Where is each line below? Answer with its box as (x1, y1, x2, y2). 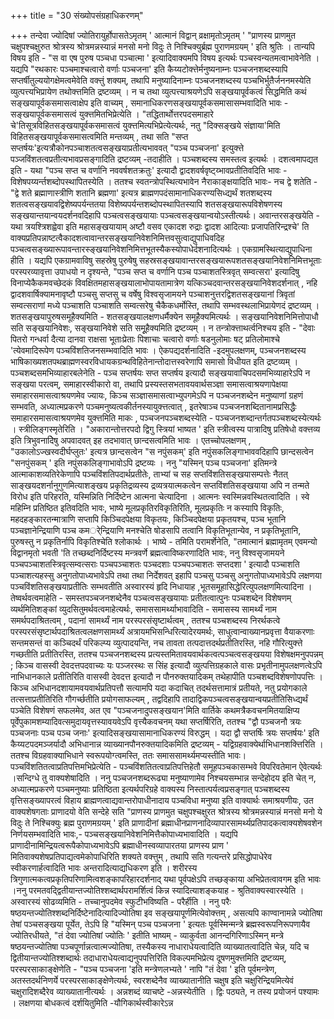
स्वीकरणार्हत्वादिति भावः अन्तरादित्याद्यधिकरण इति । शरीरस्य (10, 862, 198, 874)
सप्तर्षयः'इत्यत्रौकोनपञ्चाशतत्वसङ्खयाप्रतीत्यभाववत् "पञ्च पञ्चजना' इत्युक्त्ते (10, 142, 245, 154)
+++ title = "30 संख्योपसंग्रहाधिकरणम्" (10, 10, 144, 21)
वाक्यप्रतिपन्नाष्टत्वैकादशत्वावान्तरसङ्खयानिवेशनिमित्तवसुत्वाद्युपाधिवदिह (10, 232, 225, 244)
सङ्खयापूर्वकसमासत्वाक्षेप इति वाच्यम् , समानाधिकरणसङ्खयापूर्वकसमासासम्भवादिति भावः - (10, 97, 289, 109)
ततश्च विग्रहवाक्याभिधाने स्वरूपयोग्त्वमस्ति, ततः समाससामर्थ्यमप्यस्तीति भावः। (10, 750, 247, 761)
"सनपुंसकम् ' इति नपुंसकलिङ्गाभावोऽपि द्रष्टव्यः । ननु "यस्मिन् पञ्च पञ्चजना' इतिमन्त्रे (10, 457, 278, 469)
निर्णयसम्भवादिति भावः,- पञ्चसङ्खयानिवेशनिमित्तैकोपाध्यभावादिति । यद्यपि (10, 828, 238, 840)
